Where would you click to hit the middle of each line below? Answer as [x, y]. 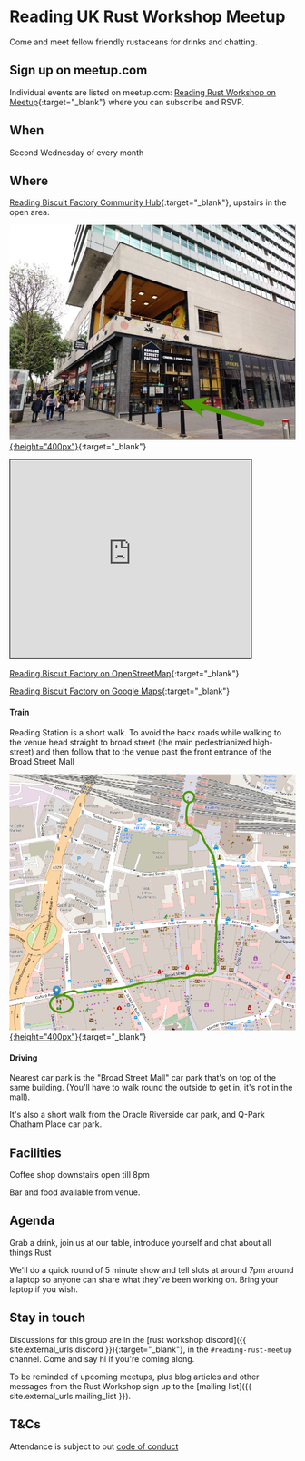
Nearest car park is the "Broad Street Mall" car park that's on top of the [143, 1078]
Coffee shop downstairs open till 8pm [79, 1175]
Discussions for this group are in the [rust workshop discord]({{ [128, 1339]
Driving [24, 1057]
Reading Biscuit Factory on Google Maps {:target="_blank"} [119, 691]
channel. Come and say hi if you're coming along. [102, 1358]
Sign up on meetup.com [79, 70]
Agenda [32, 1221]
